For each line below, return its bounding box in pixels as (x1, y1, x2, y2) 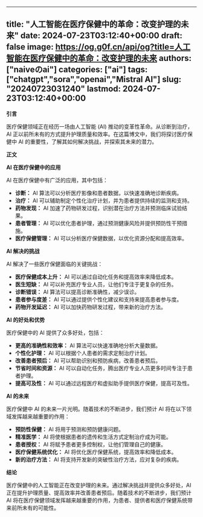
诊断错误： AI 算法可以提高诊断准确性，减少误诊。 (14, 288, 140, 295)
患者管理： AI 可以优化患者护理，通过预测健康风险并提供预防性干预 (14, 219, 182, 226)
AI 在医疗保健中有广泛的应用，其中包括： (6, 176, 109, 184)
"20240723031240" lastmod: (6, 84, 121, 94)
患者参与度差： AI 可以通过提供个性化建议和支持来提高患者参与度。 (14, 295, 182, 303)
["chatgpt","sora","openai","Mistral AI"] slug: (6, 74, 182, 85)
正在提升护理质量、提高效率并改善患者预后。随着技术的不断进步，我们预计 (6, 489, 192, 496)
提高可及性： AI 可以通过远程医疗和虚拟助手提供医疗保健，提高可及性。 (14, 379, 193, 387)
